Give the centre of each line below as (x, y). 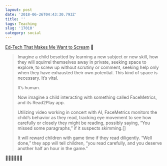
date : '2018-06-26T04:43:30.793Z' (41, 14)
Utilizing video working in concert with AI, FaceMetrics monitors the (87, 112)
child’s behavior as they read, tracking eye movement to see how (84, 117)
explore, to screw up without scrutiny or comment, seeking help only (88, 67)
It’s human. (29, 87)
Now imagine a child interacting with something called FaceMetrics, (87, 97)
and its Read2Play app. (41, 102)
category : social (23, 33)
